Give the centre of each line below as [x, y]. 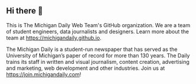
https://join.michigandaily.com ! [44, 74]
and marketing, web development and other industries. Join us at [86, 68]
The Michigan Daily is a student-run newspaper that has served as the [92, 49]
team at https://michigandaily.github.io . [54, 38]
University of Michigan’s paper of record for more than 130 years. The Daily [98, 55]
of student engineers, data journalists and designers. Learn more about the [98, 31]
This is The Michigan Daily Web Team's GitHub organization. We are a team [98, 25]
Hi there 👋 [25, 11]
